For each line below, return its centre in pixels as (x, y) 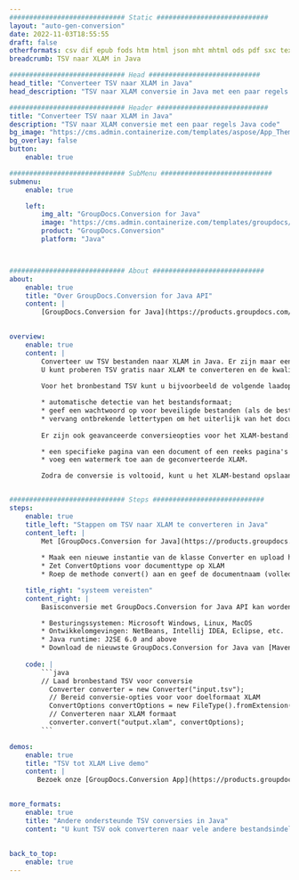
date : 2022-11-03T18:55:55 (59, 34)
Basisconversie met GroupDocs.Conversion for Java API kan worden (167, 607)
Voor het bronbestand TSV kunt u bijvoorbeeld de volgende (153, 387)
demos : (21, 746)
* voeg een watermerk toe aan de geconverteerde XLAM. (145, 460)
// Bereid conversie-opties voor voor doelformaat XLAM (154, 697)
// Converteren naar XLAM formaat (113, 714)
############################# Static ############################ (139, 17)
